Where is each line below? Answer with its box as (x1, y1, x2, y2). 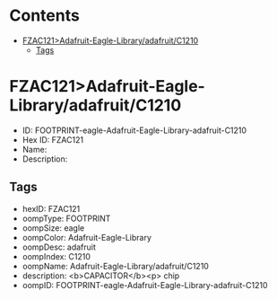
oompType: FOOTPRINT (22, 213, 111, 224)
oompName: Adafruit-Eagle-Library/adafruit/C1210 (22, 260, 209, 271)
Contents (9, 5, 81, 26)
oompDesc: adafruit (22, 242, 97, 252)
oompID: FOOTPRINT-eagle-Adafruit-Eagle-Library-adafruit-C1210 (22, 279, 268, 290)
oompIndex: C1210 (22, 251, 91, 261)
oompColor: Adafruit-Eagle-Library (22, 232, 152, 242)
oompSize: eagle (22, 222, 85, 233)
